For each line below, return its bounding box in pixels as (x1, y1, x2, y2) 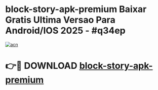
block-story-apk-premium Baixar (5, 4, 147, 15)
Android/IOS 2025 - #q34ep (5, 25, 126, 36)
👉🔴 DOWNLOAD (5, 60, 77, 71)
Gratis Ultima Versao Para (5, 14, 115, 26)
